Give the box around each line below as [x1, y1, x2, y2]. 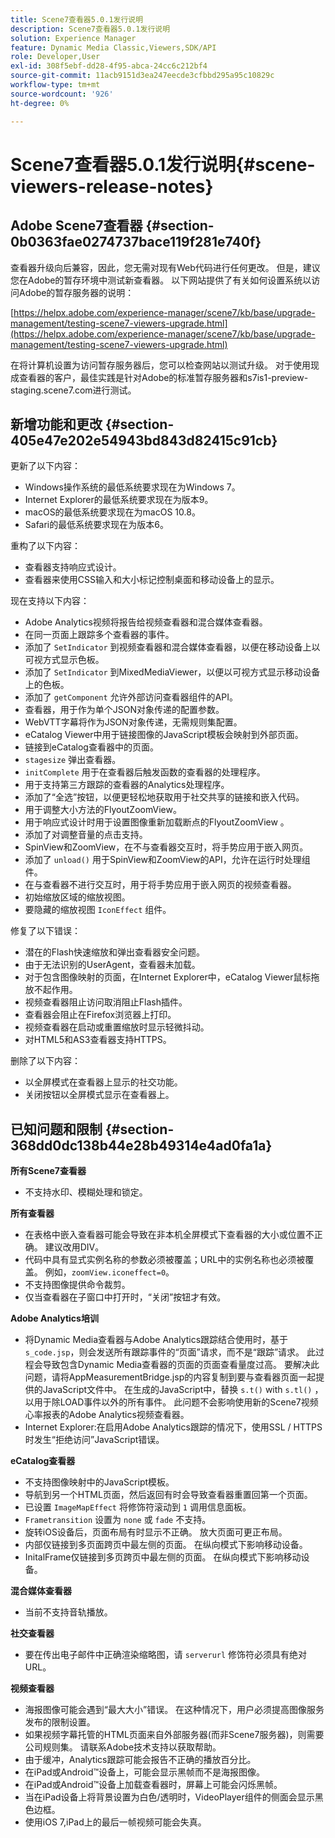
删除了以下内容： [10, 1055, 81, 1067]
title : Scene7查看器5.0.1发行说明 [10, 14, 144, 25]
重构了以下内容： [10, 540, 81, 552]
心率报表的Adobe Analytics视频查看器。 [24, 1409, 190, 1421]
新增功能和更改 [10, 416, 103, 433]
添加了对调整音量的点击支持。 [24, 829, 148, 841]
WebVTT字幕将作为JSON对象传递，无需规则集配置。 [24, 716, 243, 728]
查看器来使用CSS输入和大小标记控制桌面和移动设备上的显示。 [24, 574, 280, 586]
